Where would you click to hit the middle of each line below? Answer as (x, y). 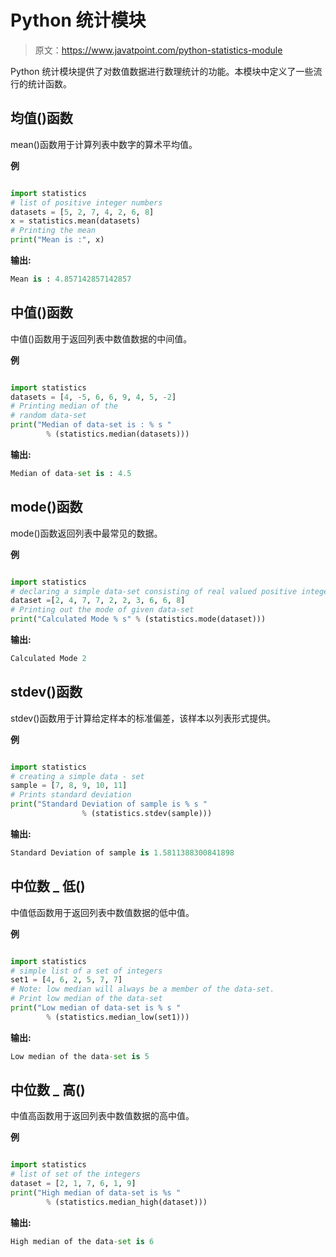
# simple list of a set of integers (86, 971)
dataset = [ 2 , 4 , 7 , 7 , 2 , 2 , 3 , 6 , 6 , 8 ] (98, 601)
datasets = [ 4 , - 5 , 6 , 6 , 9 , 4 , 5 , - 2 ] (93, 397)
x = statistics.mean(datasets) (75, 221)
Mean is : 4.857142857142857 (71, 279)
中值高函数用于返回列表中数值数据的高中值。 (102, 1116)
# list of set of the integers (75, 1174)
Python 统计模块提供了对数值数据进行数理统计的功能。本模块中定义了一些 (162, 71)
